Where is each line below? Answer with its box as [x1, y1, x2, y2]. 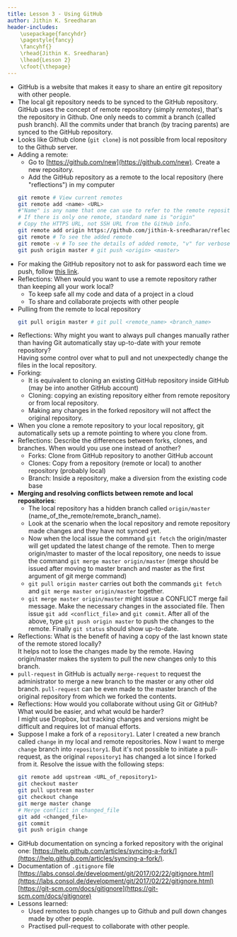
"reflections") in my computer [28, 180, 115, 188]
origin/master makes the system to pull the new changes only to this [17, 654, 217, 663]
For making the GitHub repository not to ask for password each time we [17, 259, 226, 268]
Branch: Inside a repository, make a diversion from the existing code [28, 474, 227, 482]
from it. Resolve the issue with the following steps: [17, 760, 165, 768]
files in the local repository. [17, 361, 97, 370]
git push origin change [17, 827, 88, 834]
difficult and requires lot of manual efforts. [17, 722, 141, 731]
